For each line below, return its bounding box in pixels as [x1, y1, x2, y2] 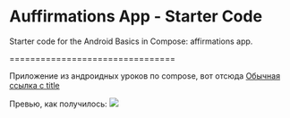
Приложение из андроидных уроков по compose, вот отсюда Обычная [9, 70, 280, 81]
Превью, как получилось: [9, 98, 107, 109]
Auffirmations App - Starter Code [9, 6, 262, 27]
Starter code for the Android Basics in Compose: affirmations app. [9, 36, 253, 46]
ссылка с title [9, 80, 60, 90]
